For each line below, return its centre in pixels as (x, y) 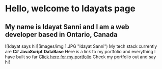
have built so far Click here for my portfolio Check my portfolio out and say (81, 57)
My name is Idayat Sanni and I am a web (67, 27)
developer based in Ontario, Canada (61, 34)
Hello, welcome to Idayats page (70, 9)
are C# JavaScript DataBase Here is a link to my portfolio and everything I (80, 52)
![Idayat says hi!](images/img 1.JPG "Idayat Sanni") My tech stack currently (81, 46)
